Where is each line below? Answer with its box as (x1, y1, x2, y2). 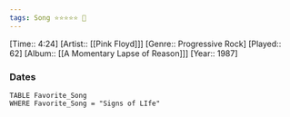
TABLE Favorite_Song (9, 91, 88, 100)
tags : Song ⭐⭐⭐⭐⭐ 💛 (9, 13, 86, 23)
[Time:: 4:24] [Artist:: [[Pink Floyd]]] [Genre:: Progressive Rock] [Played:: (9, 38, 282, 49)
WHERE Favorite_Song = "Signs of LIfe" (9, 99, 161, 108)
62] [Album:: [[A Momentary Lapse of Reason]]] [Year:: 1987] (9, 47, 238, 59)
